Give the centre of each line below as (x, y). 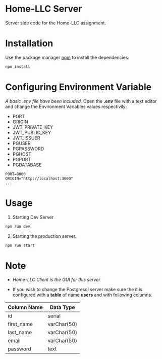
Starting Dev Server (33, 217)
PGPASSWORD (28, 149)
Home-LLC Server (44, 9)
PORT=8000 (16, 174)
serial (54, 316)
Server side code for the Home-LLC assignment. (56, 23)
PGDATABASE (27, 165)
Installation (29, 43)
